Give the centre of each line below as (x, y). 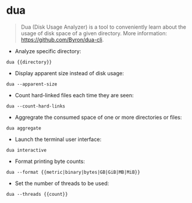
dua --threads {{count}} (37, 194)
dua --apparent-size (32, 84)
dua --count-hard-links (36, 106)
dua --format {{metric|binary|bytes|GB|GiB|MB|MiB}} (73, 172)
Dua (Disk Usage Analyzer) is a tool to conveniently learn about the (103, 27)
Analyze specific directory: (48, 51)
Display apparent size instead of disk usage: (69, 73)
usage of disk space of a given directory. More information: (94, 33)
